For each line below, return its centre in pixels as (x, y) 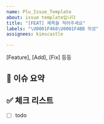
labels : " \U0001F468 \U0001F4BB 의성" (52, 29)
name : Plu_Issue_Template (39, 12)
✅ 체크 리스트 (30, 100)
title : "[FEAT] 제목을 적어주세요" (46, 23)
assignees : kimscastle (35, 34)
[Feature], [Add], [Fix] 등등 (39, 57)
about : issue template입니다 (41, 17)
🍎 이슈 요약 (26, 78)
